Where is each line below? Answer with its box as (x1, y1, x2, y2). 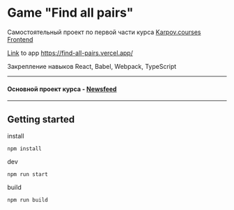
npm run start (7, 170, 49, 178)
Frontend (7, 35, 33, 43)
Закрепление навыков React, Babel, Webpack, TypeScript (7, 62, 177, 70)
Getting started (7, 113, 75, 125)
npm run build (7, 196, 49, 203)
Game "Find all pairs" (7, 5, 134, 21)
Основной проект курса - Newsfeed (7, 85, 117, 93)
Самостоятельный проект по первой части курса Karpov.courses (7, 28, 201, 36)
